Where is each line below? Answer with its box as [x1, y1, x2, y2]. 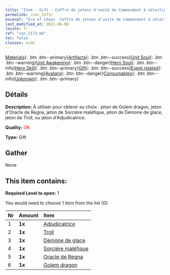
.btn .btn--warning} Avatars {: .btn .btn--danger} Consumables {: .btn [5, 70, 145, 76]
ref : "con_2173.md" [5, 31, 47, 36]
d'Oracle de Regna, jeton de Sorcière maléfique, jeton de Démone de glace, [5, 109, 163, 115]
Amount [18, 212, 39, 219]
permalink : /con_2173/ [5, 12, 53, 17]
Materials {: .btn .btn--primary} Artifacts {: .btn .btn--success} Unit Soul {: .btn [5, 54, 163, 60]
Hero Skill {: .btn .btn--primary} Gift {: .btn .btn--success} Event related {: [15, 65, 162, 71]
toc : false [5, 36, 28, 41]
